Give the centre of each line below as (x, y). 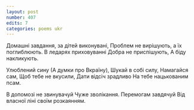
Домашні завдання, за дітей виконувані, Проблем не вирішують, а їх (94, 46)
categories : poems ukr (34, 29)
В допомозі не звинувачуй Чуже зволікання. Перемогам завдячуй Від (96, 94)
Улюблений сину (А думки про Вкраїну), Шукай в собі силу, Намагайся (97, 70)
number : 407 (21, 17)
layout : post (22, 12)
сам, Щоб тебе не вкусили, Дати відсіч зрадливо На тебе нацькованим (97, 76)
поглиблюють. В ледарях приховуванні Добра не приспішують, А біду (96, 52)
